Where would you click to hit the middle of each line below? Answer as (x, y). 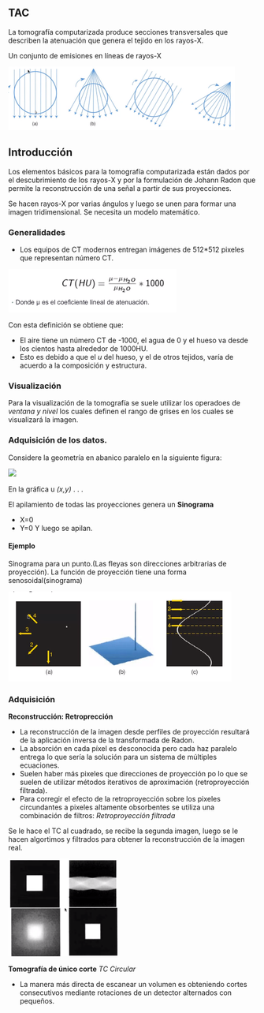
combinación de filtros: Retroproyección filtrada (97, 816)
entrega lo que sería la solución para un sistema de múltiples (118, 757)
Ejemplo (22, 546)
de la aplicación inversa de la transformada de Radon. (107, 740)
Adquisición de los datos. (58, 440)
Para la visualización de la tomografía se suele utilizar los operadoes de (124, 403)
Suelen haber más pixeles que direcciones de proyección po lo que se (134, 774)
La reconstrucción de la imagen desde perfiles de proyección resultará (134, 732)
